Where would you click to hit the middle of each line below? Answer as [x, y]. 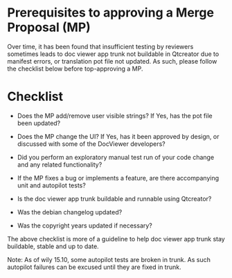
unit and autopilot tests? [52, 185]
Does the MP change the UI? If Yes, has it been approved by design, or [118, 136]
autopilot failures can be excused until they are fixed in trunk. [94, 267]
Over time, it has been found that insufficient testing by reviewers [100, 46]
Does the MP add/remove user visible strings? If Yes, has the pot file [115, 115]
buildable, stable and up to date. [53, 246]
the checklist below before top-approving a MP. [75, 68]
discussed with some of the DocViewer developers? [91, 144]
